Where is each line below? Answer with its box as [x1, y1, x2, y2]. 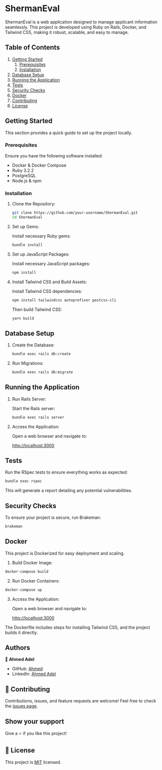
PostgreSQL [12, 172, 36, 178]
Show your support [5, 717, 64, 725]
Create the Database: [12, 342, 55, 348]
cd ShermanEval [12, 215, 43, 220]
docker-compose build [5, 569, 49, 574]
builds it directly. [5, 630, 38, 635]
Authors [5, 643, 30, 651]
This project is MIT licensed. [5, 759, 61, 765]
